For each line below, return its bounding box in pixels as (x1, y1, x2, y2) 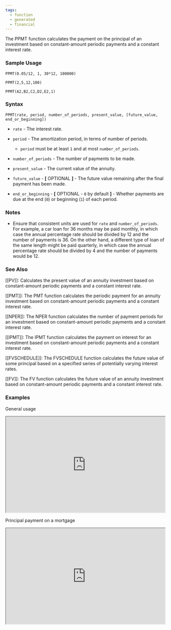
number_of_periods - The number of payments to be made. (12, 155, 136, 162)
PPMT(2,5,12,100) (5, 80, 42, 85)
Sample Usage (5, 59, 42, 66)
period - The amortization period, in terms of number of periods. (12, 136, 149, 142)
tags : (5, 7, 17, 13)
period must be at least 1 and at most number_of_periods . (20, 145, 140, 151)
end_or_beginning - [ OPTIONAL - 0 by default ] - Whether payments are (12, 190, 164, 197)
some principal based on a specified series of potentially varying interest (5, 361, 158, 367)
